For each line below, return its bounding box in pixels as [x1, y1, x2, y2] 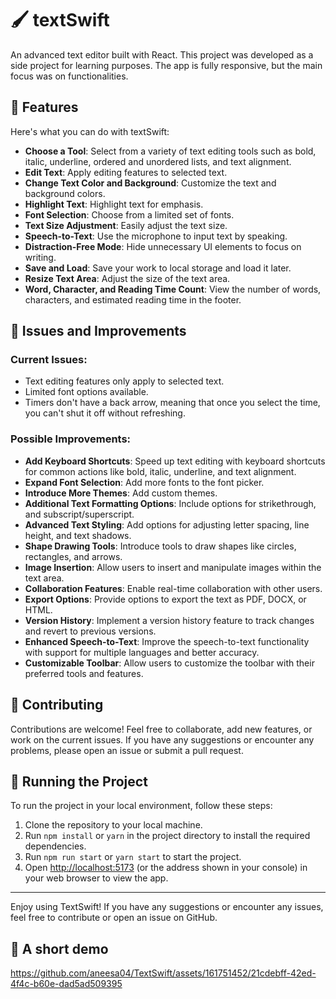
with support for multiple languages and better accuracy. [24, 646, 260, 658]
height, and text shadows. [24, 529, 132, 541]
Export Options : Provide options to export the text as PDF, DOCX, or [24, 593, 307, 605]
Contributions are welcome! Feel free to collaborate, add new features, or [10, 723, 313, 735]
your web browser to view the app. [24, 872, 169, 884]
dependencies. [24, 840, 87, 852]
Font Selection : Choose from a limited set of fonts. [24, 208, 235, 221]
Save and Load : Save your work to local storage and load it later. [24, 262, 292, 274]
